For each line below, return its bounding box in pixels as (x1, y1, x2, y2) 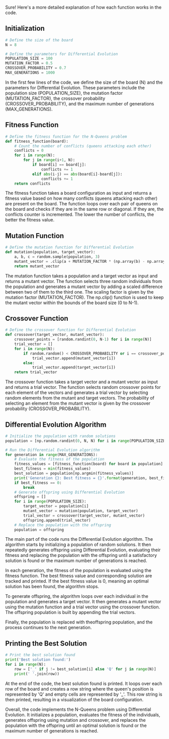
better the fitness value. (5, 217, 54, 223)
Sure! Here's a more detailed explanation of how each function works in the (5, 5, 162, 10)
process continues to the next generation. (5, 624, 92, 631)
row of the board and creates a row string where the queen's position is (5, 686, 154, 692)
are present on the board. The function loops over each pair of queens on (5, 201, 158, 207)
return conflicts (14, 181, 51, 186)
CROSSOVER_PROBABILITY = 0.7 (5, 66, 66, 71)
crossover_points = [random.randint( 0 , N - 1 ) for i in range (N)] (14, 337, 152, 342)
